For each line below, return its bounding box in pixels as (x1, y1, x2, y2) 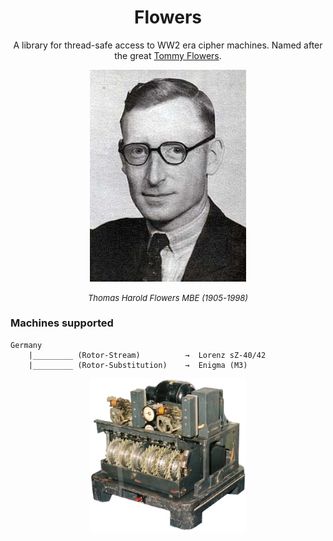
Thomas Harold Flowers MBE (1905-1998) (87, 292, 249, 303)
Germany (10, 340, 43, 350)
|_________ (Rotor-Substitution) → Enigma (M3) (28, 360, 248, 370)
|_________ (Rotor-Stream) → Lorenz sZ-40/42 (28, 350, 267, 360)
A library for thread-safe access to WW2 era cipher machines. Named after (13, 39, 323, 51)
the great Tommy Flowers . (114, 49, 222, 61)
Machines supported (10, 316, 114, 330)
